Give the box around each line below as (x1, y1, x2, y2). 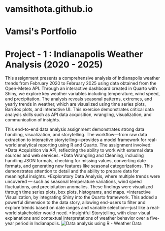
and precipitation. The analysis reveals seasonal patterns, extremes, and (5, 96, 152, 102)
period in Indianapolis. (15, 220, 61, 227)
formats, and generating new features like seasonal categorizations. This (5, 163, 153, 169)
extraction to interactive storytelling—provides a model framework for (5, 137, 147, 143)
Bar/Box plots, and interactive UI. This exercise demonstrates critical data (5, 107, 154, 113)
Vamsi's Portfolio (5, 26, 77, 37)
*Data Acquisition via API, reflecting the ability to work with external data (5, 147, 154, 153)
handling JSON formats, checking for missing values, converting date (5, 158, 146, 164)
